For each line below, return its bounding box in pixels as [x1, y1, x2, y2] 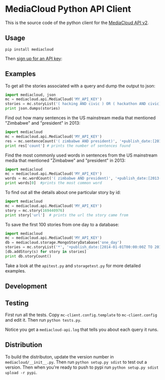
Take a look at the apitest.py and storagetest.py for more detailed [5, 263, 141, 269]
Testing [5, 299, 29, 307]
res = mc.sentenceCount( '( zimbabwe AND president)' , [5, 138, 118, 143]
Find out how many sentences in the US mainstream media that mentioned [5, 115, 156, 121]
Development [5, 282, 48, 291]
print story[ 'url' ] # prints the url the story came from [5, 213, 129, 217]
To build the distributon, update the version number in [5, 353, 114, 359]
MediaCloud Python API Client [5, 3, 131, 15]
